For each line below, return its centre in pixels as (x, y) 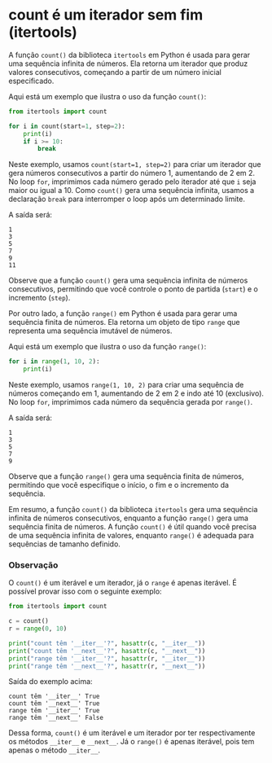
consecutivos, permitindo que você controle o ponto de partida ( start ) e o (133, 289)
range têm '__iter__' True (54, 711)
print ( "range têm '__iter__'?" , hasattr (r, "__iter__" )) (107, 658)
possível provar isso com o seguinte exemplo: (85, 591)
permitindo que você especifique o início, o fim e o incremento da (119, 485)
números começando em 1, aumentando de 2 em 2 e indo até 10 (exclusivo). (136, 393)
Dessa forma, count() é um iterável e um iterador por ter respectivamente (132, 733)
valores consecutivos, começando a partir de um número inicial (115, 72)
